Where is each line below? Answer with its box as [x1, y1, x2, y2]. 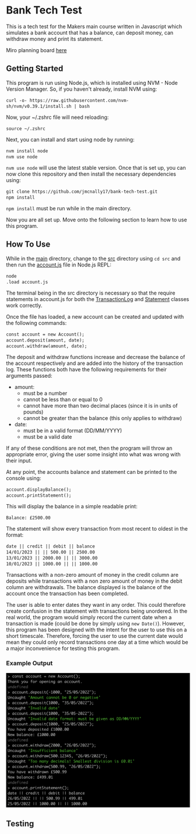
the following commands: [6, 319, 67, 326]
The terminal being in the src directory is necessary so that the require [6, 289, 176, 296]
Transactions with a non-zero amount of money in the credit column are [6, 571, 179, 578]
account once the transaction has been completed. [6, 590, 129, 597]
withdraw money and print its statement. [6, 35, 103, 42]
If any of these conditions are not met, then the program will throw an [6, 445, 173, 452]
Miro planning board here [6, 46, 67, 53]
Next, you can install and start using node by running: [6, 136, 135, 143]
